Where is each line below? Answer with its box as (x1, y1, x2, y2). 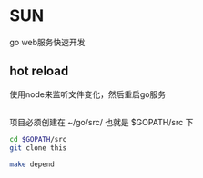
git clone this (9, 143, 67, 153)
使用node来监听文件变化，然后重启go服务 (9, 88, 167, 100)
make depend (9, 160, 55, 169)
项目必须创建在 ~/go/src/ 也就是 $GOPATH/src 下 (9, 117, 194, 128)
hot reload (9, 64, 69, 79)
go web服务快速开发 (9, 36, 86, 47)
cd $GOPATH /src (9, 135, 67, 144)
